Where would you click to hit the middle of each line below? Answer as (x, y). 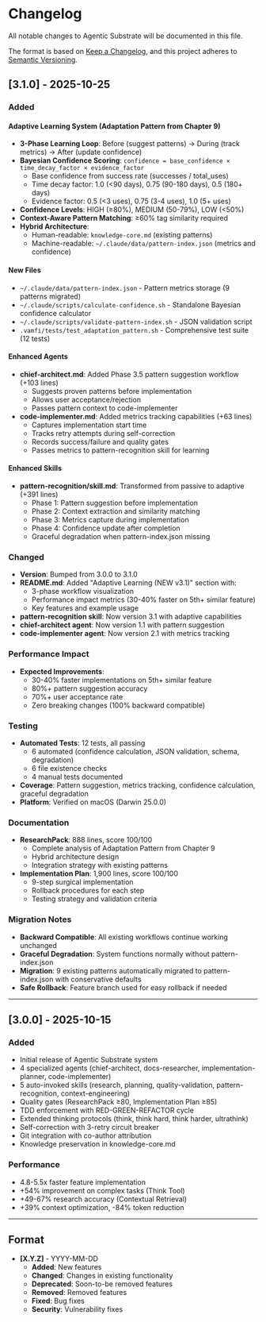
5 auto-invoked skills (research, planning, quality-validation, (117, 1085)
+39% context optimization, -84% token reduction (102, 1207)
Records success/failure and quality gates (100, 441)
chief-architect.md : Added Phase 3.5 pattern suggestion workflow (129, 374)
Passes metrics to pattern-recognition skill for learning (120, 450)
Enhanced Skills (35, 468)
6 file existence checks (69, 768)
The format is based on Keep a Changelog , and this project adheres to (123, 51)
